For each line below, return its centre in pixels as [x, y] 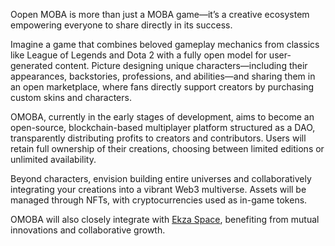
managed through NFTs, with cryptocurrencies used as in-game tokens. [159, 200]
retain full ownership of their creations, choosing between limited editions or [167, 148]
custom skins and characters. [71, 97]
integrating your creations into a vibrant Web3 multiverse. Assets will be [158, 189]
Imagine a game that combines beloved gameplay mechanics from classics [165, 44]
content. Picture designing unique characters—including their [181, 65]
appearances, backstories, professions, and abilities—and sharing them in [163, 76]
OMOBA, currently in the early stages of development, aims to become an [162, 117]
